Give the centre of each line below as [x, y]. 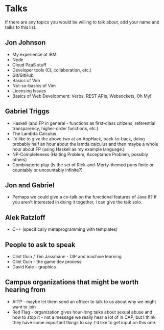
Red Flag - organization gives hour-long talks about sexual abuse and [82, 312]
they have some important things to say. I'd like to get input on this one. [84, 322]
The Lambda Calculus [34, 133]
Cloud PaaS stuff [29, 65]
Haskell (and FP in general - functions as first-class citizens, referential [84, 123]
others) [19, 159]
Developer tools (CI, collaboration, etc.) [52, 70]
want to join [24, 307]
